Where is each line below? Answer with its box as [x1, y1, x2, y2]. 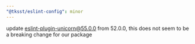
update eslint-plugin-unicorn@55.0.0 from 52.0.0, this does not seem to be [6, 25, 190, 32]
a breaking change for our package [6, 31, 92, 38]
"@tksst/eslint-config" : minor [6, 8, 84, 15]
